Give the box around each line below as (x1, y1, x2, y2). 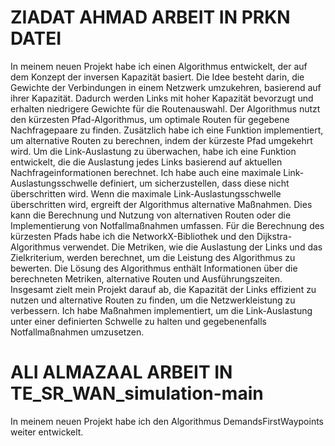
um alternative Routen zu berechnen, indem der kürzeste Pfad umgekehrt (10, 134, 313, 146)
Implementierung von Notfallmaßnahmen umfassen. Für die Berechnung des (10, 219, 325, 231)
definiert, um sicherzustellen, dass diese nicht (99, 177, 290, 189)
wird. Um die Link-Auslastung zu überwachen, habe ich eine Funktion (10, 145, 297, 157)
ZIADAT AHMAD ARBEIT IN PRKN (10, 6, 291, 29)
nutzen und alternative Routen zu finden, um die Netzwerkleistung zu (10, 294, 296, 306)
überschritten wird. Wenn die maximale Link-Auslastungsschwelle (10, 187, 282, 200)
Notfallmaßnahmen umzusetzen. (10, 326, 145, 338)
